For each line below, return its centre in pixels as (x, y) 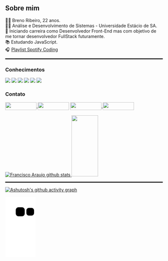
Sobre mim (22, 8)
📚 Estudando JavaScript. (31, 42)
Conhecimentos (25, 70)
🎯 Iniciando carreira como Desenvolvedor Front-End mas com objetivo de (81, 31)
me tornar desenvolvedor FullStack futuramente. (55, 36)
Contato (15, 94)
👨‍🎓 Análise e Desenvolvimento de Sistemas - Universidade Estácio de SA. (81, 26)
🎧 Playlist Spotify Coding (32, 49)
